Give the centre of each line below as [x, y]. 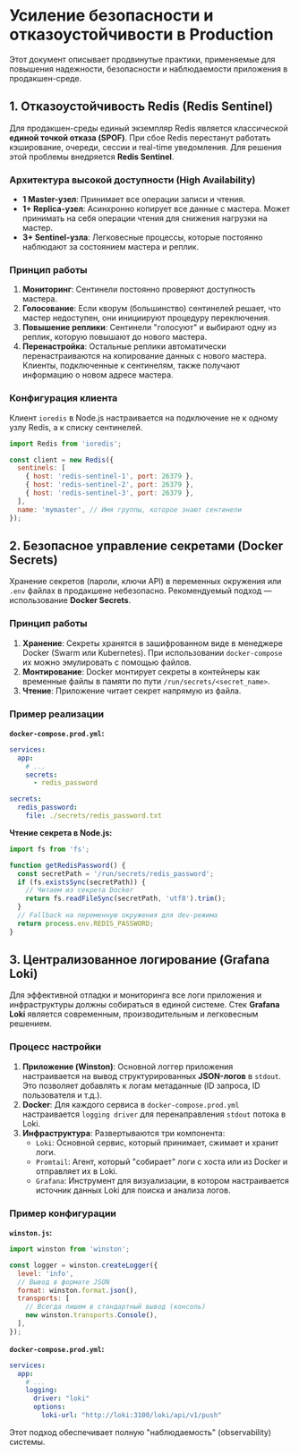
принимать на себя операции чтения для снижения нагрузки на [145, 218]
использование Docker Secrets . [70, 600]
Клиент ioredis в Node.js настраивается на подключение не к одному [144, 418]
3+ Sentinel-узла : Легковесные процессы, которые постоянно [142, 237]
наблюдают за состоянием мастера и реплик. [111, 247]
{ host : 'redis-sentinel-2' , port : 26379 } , [110, 485]
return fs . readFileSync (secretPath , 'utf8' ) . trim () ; [126, 899]
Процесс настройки [55, 1047]
